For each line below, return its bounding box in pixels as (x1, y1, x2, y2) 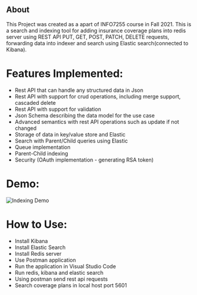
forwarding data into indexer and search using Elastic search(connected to (6, 39, 189, 46)
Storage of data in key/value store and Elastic (14, 131, 126, 138)
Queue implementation (14, 143, 71, 151)
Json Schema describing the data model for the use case (14, 111, 155, 119)
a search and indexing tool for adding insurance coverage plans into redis (6, 27, 186, 34)
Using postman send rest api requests (14, 275, 108, 282)
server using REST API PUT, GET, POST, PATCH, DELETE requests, (6, 33, 170, 41)
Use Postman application (14, 256, 76, 263)
